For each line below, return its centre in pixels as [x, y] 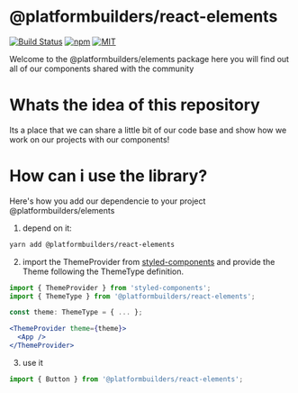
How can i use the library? [108, 176]
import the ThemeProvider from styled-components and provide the [149, 261]
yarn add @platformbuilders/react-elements [92, 244]
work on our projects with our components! [90, 139]
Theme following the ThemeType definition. [103, 271]
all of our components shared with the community [102, 69]
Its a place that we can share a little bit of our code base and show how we [148, 130]
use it [32, 362]
